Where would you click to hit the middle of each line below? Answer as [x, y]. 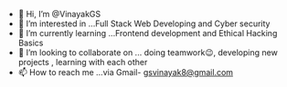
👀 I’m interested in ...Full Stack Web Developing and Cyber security [144, 24]
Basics [31, 43]
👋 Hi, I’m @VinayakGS [59, 14]
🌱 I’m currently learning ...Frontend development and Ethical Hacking [148, 33]
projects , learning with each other [83, 62]
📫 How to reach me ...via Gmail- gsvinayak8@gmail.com [126, 72]
